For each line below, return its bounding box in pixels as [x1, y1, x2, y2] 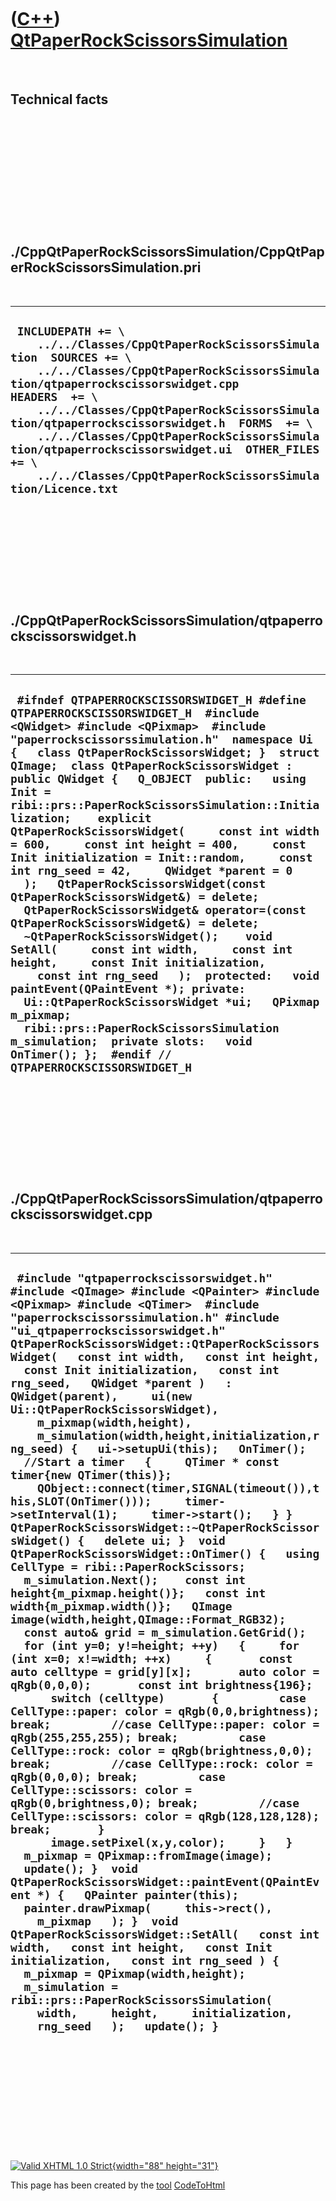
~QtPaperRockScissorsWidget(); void [23, 929, 273, 943]
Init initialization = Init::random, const [10, 850, 313, 865]
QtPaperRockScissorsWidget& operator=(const [23, 902, 307, 917]
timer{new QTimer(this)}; [10, 1468, 172, 1483]
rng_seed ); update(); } [36, 2019, 220, 2034]
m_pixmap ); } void [36, 1914, 179, 1929]
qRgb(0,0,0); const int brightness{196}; [10, 1678, 313, 1693]
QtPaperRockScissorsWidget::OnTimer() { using [10, 1547, 320, 1561]
